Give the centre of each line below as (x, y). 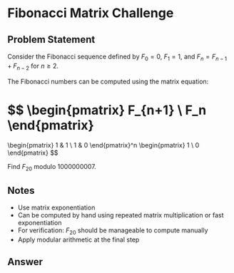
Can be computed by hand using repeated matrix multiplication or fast (121, 215)
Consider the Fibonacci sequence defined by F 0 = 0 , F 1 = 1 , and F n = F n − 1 (117, 57)
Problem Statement (51, 40)
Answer (25, 262)
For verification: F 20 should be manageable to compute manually (113, 231)
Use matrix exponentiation (56, 207)
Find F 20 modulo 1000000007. (52, 167)
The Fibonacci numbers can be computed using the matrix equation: (108, 81)
